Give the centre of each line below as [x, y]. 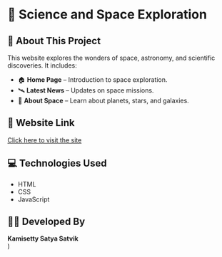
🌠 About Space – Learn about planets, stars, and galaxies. [103, 100]
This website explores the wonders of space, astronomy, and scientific [111, 58]
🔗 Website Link [41, 123]
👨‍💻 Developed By [46, 222]
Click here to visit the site [45, 140]
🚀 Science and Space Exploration [107, 15]
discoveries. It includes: [42, 65]
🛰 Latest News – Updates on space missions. [86, 90]
